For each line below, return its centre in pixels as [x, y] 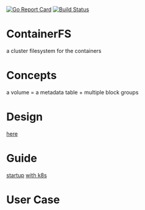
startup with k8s [27, 175]
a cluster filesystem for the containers [54, 51]
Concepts [31, 75]
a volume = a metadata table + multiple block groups [72, 92]
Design [25, 117]
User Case [33, 199]
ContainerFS [39, 34]
